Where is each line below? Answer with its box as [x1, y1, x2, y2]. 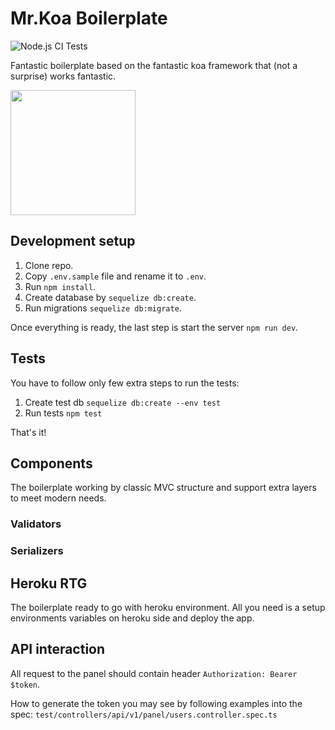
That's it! [10, 426, 47, 438]
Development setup [10, 233, 136, 250]
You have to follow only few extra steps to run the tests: [10, 377, 240, 389]
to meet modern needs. [10, 492, 107, 504]
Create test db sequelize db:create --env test [24, 396, 222, 408]
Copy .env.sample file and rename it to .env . [24, 270, 207, 282]
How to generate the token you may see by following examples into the [10, 697, 303, 709]
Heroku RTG [10, 575, 88, 592]
